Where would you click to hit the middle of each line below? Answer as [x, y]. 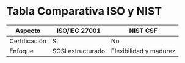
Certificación [28, 41]
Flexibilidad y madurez [143, 51]
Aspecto [28, 31]
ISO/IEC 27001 [78, 31]
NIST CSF [143, 31]
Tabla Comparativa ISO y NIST [84, 11]
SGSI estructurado [79, 51]
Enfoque [21, 51]
